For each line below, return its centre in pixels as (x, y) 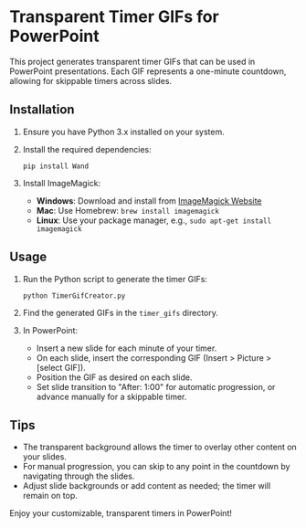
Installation (42, 110)
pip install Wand (56, 166)
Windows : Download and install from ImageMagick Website (149, 201)
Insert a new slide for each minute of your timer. (127, 348)
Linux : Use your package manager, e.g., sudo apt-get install (154, 220)
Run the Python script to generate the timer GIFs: (115, 279)
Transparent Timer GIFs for (114, 17)
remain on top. (50, 496)
